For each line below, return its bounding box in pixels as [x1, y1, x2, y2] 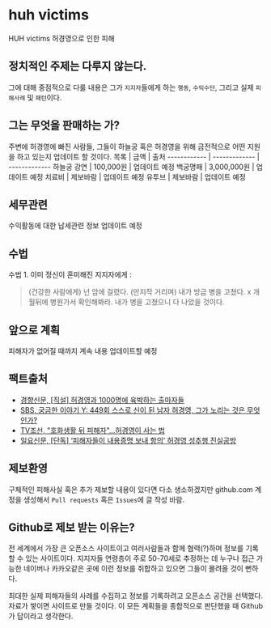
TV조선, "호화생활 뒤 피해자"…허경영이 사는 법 [19, 425, 166, 435]
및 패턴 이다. [27, 92, 62, 102]
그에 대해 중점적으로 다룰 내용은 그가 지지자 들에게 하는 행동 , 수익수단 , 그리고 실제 [8, 83, 254, 92]
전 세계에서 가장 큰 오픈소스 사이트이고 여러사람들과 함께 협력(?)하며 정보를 [8, 544, 244, 554]
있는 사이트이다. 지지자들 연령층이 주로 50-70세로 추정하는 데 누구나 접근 [25, 554, 255, 563]
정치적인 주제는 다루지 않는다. [8, 59, 147, 74]
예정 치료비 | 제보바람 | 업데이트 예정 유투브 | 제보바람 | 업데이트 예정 [29, 172, 247, 181]
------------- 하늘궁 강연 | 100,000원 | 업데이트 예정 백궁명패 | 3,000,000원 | [8, 162, 255, 172]
